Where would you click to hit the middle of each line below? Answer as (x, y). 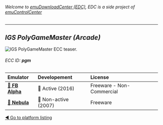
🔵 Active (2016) (56, 89)
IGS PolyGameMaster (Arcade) (53, 37)
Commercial (104, 91)
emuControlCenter (24, 12)
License (100, 77)
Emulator (18, 77)
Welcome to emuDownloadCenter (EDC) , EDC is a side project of (70, 7)
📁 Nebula (18, 103)
